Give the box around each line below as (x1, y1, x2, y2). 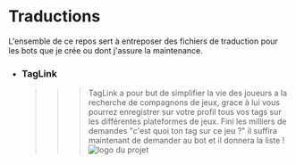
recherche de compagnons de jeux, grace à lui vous (88, 97, 281, 108)
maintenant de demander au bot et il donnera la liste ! (88, 135, 285, 146)
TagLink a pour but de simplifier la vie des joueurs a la (88, 87, 288, 99)
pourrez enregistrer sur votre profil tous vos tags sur (88, 107, 283, 118)
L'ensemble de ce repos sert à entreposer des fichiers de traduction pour (8, 36, 278, 46)
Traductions (8, 6, 101, 27)
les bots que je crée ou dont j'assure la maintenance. (8, 45, 203, 55)
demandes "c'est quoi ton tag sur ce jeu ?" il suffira (88, 126, 278, 136)
